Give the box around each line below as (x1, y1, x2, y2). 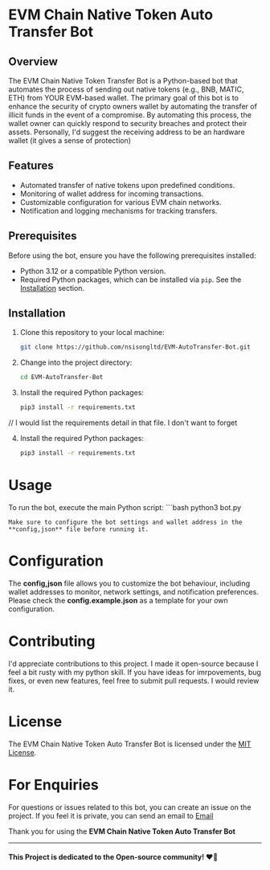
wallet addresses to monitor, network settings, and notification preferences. (8, 586, 259, 596)
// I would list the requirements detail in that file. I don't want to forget (8, 418, 238, 427)
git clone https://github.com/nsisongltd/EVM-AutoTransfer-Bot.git (19, 343, 251, 351)
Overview (8, 55, 59, 68)
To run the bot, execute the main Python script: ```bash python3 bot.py (8, 502, 242, 512)
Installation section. (19, 283, 85, 292)
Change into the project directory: (19, 357, 133, 367)
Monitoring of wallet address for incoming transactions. (19, 189, 204, 198)
